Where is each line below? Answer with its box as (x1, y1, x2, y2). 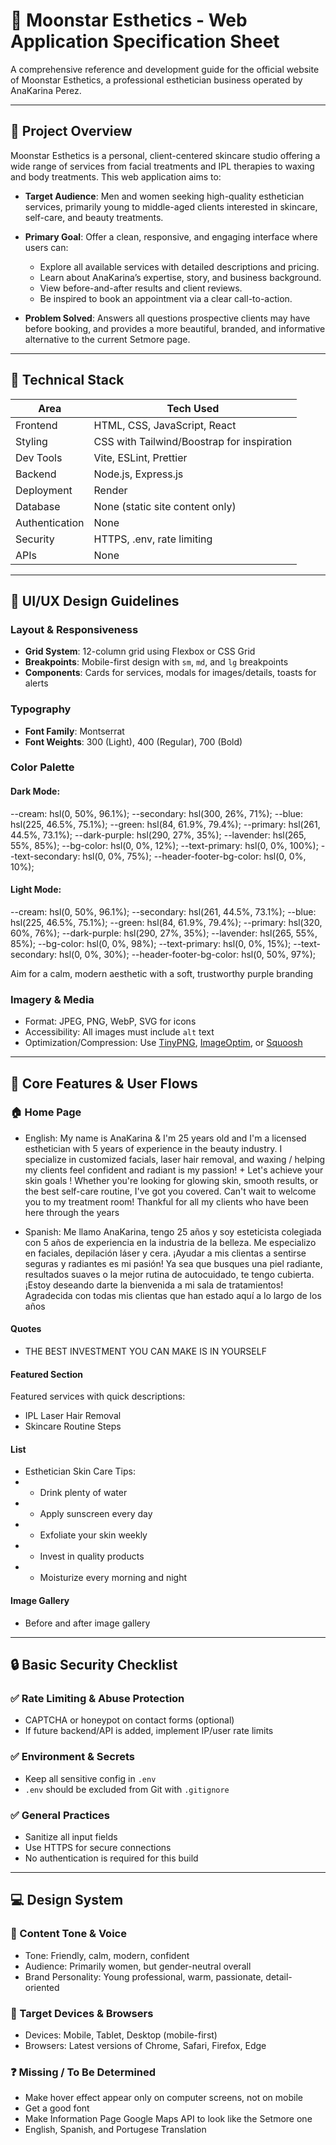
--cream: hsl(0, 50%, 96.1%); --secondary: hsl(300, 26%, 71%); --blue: (10, 807, 304, 819)
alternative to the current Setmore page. (24, 333, 191, 345)
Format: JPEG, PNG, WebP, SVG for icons (24, 1015, 197, 1028)
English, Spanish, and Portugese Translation (24, 2124, 207, 2136)
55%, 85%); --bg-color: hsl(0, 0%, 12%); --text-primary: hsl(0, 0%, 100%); (10, 839, 319, 851)
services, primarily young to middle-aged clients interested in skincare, (24, 200, 318, 213)
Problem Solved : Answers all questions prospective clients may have (24, 312, 311, 324)
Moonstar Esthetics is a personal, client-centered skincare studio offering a (10, 149, 321, 161)
